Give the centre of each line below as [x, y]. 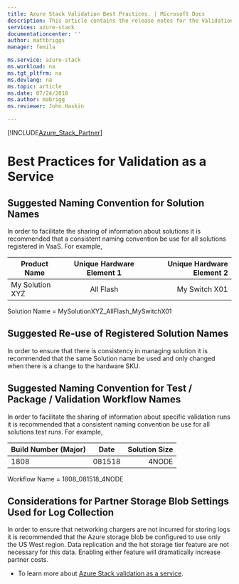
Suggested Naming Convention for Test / [100, 389]
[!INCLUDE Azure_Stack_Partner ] [55, 133]
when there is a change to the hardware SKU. [74, 366]
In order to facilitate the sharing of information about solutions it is [104, 231]
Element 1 [104, 273]
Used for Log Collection [61, 512]
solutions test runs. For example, [55, 432]
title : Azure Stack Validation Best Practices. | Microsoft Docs [106, 14]
